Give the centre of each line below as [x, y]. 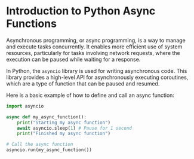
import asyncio [25, 106]
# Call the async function [40, 145]
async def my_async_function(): [46, 117]
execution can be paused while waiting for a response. [73, 59]
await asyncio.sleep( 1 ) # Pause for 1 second [75, 128]
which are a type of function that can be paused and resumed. [83, 83]
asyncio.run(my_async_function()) [49, 150]
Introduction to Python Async [81, 11]
